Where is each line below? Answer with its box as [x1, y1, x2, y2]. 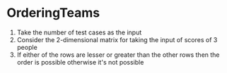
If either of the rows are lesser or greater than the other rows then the [16, 51, 220, 59]
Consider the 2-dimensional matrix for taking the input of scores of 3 [16, 35, 218, 44]
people [16, 43, 38, 51]
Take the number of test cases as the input [16, 28, 142, 36]
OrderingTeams [6, 5, 100, 21]
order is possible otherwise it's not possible [16, 58, 144, 66]
